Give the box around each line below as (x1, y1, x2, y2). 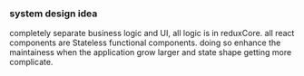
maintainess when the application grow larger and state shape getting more (9, 47, 292, 58)
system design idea (9, 7, 98, 20)
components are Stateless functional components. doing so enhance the (9, 37, 281, 48)
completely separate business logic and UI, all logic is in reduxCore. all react (9, 28, 295, 39)
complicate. (9, 57, 54, 68)
